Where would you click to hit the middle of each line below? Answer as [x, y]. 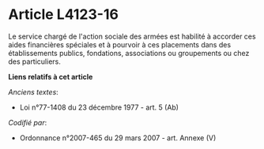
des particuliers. [35, 61]
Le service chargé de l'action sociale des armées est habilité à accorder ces [132, 36]
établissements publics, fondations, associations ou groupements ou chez [129, 53]
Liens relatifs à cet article [51, 76]
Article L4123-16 [63, 15]
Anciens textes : [34, 91]
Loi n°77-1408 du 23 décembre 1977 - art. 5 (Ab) [99, 107]
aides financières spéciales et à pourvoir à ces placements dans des [120, 44]
